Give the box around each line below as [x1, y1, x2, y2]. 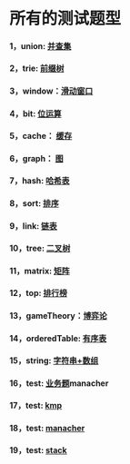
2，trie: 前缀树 [9, 63, 65, 74]
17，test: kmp [9, 400, 63, 411]
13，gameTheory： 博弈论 [9, 310, 107, 321]
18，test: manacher [9, 422, 85, 433]
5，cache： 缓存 [9, 131, 73, 142]
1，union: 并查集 [9, 40, 72, 51]
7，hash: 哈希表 [9, 175, 70, 186]
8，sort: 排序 [9, 197, 59, 209]
